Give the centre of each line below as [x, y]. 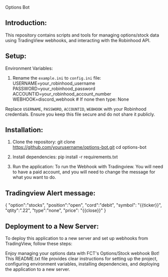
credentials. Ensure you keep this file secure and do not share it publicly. [80, 114]
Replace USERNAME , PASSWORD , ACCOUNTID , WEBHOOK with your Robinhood [76, 109]
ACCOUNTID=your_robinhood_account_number [62, 94]
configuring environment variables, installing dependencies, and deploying [82, 264]
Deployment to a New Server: [52, 226]
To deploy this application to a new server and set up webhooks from [77, 238]
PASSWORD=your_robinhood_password [54, 88]
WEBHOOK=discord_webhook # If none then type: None [71, 99]
